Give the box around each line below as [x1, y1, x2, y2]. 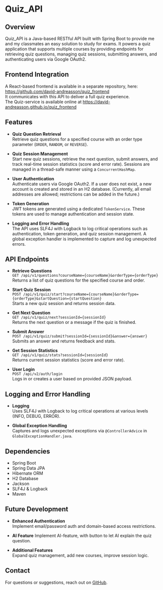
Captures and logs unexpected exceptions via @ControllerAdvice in [12, 428, 147, 434]
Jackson [12, 481, 30, 487]
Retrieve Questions [12, 268, 52, 274]
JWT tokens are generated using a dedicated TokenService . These [12, 206, 145, 212]
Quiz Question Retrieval [12, 131, 62, 137]
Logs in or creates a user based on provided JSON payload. [12, 376, 132, 382]
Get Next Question [12, 310, 51, 316]
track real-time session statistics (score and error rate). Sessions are [12, 161, 150, 167]
